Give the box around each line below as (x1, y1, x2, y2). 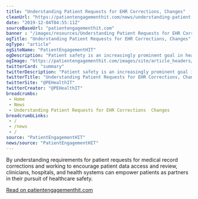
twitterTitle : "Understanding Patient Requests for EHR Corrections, (6, 74, 181, 80)
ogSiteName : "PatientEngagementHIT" (6, 47, 96, 53)
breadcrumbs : (6, 91, 38, 97)
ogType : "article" (6, 42, 51, 48)
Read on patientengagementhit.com (6, 186, 93, 193)
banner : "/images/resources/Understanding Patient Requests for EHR (6, 31, 181, 37)
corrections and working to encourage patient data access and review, (6, 162, 178, 170)
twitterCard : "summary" (6, 63, 65, 69)
